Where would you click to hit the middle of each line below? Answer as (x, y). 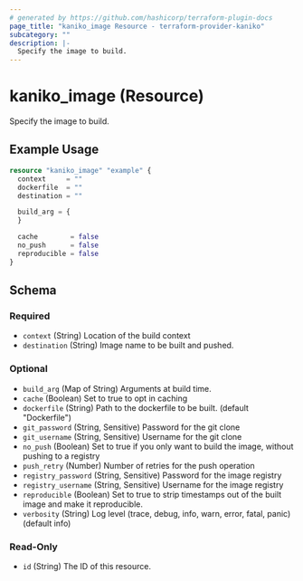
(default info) (47, 523)
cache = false (58, 237)
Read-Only (34, 547)
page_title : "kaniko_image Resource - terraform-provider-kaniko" (137, 26)
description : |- (40, 43)
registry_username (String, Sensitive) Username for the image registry (153, 484)
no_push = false (58, 245)
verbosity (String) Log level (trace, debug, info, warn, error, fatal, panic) (156, 513)
